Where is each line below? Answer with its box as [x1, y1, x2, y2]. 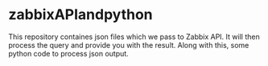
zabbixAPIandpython [8, 6, 153, 24]
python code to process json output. [8, 49, 129, 58]
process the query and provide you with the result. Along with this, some [8, 40, 249, 49]
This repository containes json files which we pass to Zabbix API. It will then [8, 32, 260, 41]
